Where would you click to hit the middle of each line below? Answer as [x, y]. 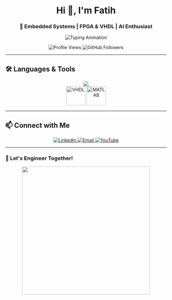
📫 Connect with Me [38, 125]
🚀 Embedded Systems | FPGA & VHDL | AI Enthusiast [86, 27]
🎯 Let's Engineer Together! [39, 158]
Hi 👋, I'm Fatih [86, 10]
